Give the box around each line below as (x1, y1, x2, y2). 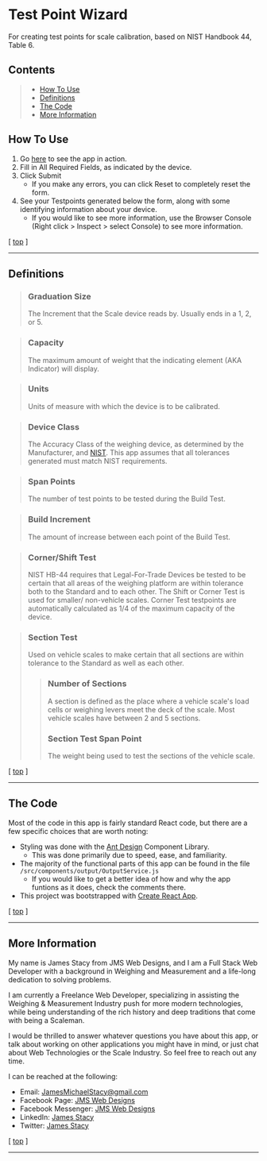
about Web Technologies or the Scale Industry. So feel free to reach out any (8, 1047, 257, 1057)
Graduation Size (27, 291, 91, 302)
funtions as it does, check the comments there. (31, 882, 187, 892)
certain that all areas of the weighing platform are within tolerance (27, 578, 244, 588)
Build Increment (27, 514, 91, 525)
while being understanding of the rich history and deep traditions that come (8, 1007, 256, 1016)
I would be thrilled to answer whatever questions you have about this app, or (8, 1031, 259, 1040)
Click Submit (19, 171, 62, 180)
